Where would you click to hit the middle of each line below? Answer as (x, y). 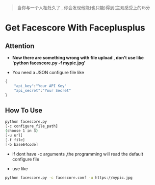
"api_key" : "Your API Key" (40, 86)
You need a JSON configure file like (48, 72)
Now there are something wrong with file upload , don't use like (78, 58)
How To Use (24, 110)
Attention (20, 46)
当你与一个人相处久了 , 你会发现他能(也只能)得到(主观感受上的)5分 (84, 8)
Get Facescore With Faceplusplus (75, 28)
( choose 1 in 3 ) (22, 131)
